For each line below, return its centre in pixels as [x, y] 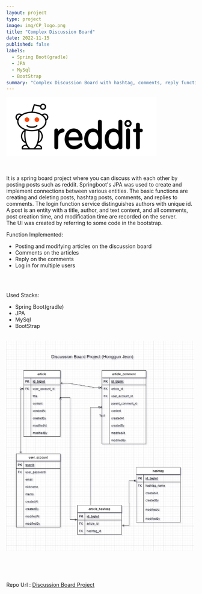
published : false [28, 45]
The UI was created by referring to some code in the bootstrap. [84, 223]
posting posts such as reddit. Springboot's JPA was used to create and [94, 184]
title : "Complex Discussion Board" [51, 32]
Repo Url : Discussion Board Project [50, 584]
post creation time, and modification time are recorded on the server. [92, 216]
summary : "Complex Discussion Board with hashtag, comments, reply [93, 82]
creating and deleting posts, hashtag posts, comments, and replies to [92, 197]
